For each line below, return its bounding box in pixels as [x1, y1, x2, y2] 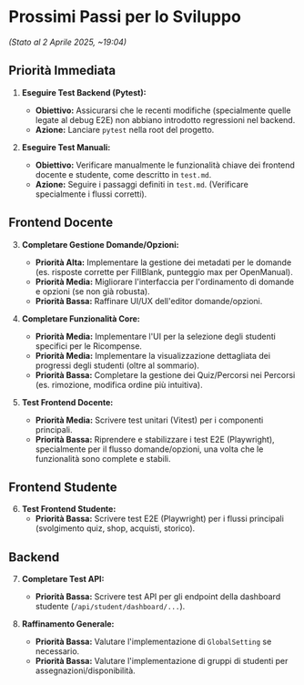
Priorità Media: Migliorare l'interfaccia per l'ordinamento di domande [35, 276, 295, 287]
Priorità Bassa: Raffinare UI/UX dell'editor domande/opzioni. [35, 295, 263, 306]
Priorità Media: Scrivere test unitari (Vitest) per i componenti [35, 414, 264, 425]
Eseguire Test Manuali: [21, 141, 111, 152]
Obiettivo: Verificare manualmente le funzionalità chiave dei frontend [35, 159, 295, 170]
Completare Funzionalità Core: [21, 312, 140, 324]
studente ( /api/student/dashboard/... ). [35, 601, 186, 612]
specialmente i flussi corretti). [35, 189, 147, 199]
